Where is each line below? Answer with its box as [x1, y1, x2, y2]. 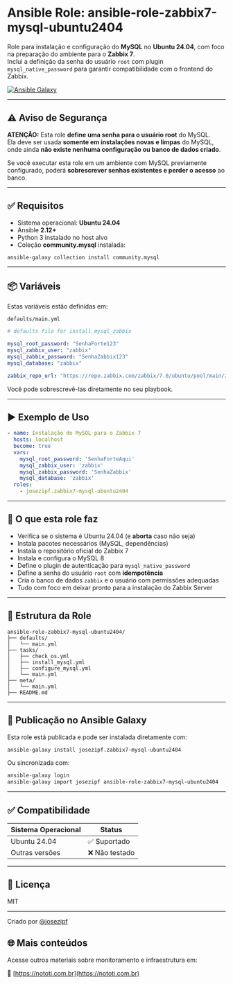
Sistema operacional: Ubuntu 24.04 [17, 218, 121, 227]
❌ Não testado [87, 847, 135, 857]
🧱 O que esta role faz [7, 513, 98, 525]
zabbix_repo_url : [7, 372, 58, 379]
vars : [13, 449, 30, 456]
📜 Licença [7, 879, 51, 890]
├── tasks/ [7, 646, 39, 653]
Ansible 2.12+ [17, 225, 57, 234]
